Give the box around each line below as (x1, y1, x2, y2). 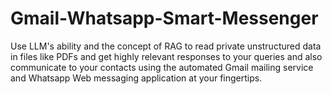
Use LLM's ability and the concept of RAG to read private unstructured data (10, 40, 322, 52)
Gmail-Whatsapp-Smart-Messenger (10, 7, 319, 30)
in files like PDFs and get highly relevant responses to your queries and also (10, 50, 323, 62)
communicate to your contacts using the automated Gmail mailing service (10, 61, 314, 73)
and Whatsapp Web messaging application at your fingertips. (10, 72, 263, 84)
